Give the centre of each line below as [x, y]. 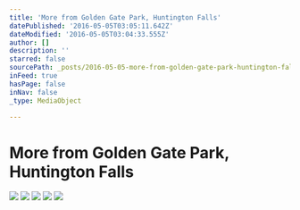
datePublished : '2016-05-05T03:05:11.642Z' [92, 26]
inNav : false [33, 92]
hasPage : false [37, 84]
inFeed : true [33, 76]
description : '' [39, 51]
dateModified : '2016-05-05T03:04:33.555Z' [89, 34]
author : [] [29, 42]
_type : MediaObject [46, 101]
